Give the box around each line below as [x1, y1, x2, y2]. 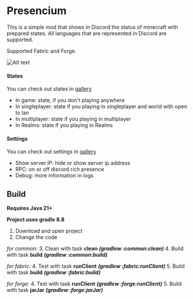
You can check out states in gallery [6, 85, 92, 92]
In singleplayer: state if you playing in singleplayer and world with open [15, 103, 188, 110]
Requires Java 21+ [6, 204, 52, 212]
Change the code [15, 234, 58, 241]
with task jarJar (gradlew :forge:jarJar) [6, 287, 104, 294]
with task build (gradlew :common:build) [6, 251, 108, 258]
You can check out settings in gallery [6, 148, 96, 155]
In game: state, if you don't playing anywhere [15, 97, 125, 104]
